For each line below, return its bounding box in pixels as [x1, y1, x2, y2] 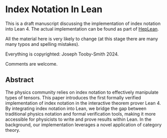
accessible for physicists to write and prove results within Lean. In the [5, 116, 152, 122]
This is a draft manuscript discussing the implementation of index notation [5, 20, 161, 26]
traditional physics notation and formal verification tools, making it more [5, 111, 156, 117]
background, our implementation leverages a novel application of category [5, 121, 162, 128]
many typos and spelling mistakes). [5, 41, 80, 47]
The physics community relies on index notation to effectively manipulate [5, 89, 159, 95]
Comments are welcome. [5, 61, 58, 67]
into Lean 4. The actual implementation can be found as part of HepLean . [5, 25, 159, 32]
